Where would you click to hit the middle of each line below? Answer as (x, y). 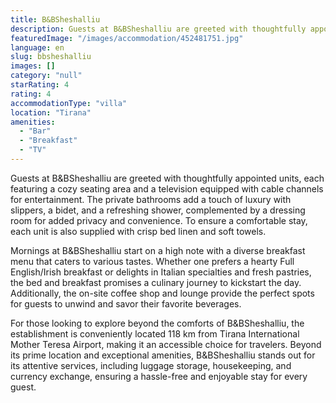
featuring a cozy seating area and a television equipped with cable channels (167, 188)
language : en (37, 47)
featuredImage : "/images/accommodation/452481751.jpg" (127, 38)
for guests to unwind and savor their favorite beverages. (126, 303)
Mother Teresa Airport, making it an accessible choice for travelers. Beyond (166, 344)
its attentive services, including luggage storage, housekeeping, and (151, 365)
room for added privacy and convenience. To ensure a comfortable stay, (159, 220)
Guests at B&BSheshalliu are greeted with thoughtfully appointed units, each (167, 178)
